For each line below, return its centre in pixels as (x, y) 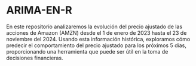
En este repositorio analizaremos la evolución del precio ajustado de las (94, 27)
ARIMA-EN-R (39, 10)
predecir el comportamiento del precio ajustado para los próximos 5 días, (96, 45)
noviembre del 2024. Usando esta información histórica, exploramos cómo (98, 39)
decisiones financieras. (35, 58)
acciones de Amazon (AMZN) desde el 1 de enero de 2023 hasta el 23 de (97, 32)
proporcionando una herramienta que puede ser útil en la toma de (87, 51)
